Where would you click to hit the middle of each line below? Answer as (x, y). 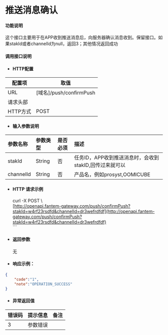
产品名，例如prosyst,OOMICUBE (112, 175)
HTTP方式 (19, 112)
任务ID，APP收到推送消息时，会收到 (116, 157)
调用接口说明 (18, 56)
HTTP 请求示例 (28, 189)
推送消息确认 (32, 10)
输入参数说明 (25, 126)
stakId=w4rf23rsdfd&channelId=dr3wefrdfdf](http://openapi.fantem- (83, 211)
